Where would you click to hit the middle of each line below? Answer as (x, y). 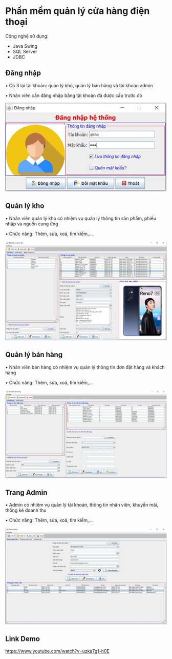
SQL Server (25, 51)
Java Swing (25, 46)
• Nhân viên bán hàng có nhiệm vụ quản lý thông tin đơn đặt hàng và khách (85, 367)
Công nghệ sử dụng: (27, 36)
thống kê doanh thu (26, 510)
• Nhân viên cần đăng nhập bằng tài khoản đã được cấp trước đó (74, 95)
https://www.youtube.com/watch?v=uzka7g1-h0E (58, 651)
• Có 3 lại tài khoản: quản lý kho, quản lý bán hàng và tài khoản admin (79, 85)
